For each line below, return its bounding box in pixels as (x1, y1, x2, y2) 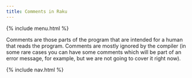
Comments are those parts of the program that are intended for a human (6, 36, 183, 43)
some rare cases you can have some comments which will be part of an (6, 48, 182, 56)
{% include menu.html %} (6, 25, 69, 32)
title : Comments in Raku (6, 8, 68, 15)
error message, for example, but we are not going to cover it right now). (6, 55, 181, 62)
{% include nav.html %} (6, 66, 64, 73)
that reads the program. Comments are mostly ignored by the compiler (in (6, 42, 187, 49)
